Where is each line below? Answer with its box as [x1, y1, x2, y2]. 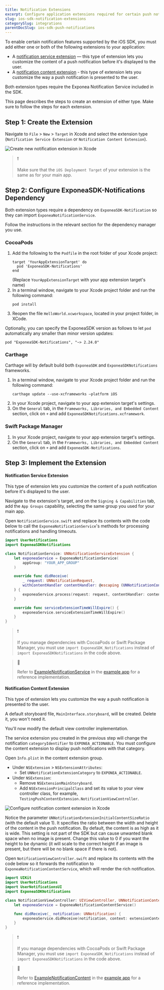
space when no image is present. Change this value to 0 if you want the [5, 836, 149, 841]
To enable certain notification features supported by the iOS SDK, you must [5, 39, 157, 45]
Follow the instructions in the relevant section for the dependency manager [5, 222, 156, 227]
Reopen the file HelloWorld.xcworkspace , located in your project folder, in [12, 311, 159, 317]
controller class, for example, [19, 791, 78, 796]
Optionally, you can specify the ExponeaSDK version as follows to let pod [5, 325, 151, 331]
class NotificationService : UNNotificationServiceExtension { [5, 551, 134, 556]
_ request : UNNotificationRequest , [22, 578, 95, 583]
